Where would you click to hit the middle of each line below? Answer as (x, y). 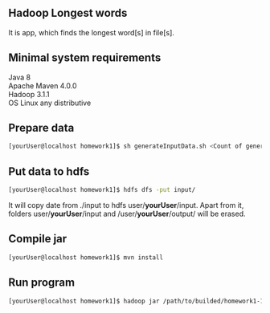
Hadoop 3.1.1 (29, 94)
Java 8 (19, 77)
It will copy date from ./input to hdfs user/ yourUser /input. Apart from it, (126, 205)
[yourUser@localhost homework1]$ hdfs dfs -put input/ (102, 190)
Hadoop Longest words (68, 13)
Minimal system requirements (85, 58)
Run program (41, 283)
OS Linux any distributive (50, 103)
